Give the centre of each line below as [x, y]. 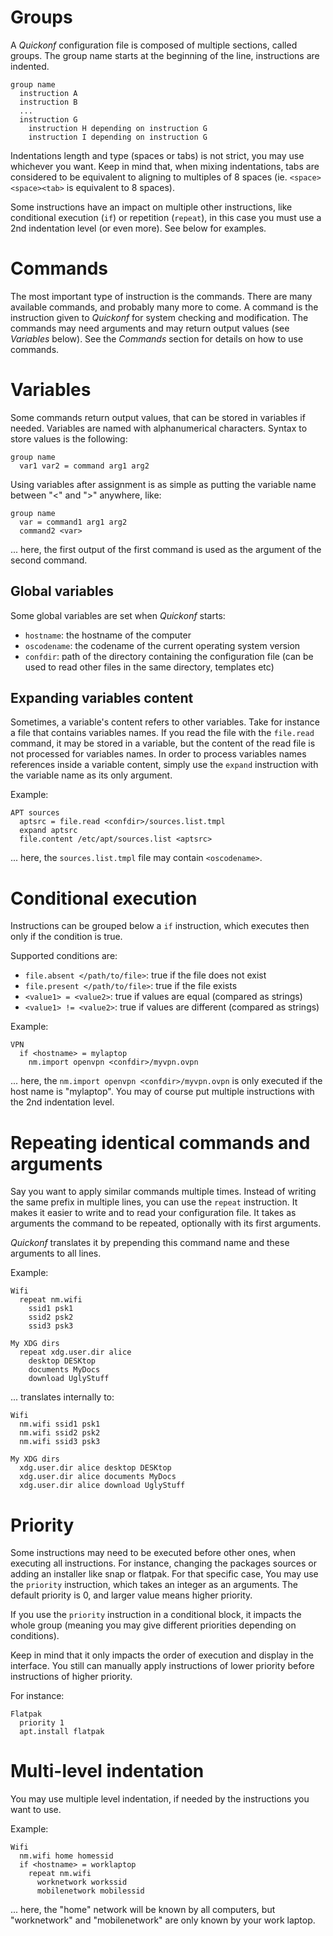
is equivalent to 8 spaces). [120, 187]
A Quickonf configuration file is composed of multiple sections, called [154, 45]
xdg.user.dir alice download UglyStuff [102, 1486]
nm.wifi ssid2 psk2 [60, 1433]
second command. [49, 560]
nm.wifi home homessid [66, 1856]
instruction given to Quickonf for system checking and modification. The [159, 317]
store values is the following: [69, 438]
